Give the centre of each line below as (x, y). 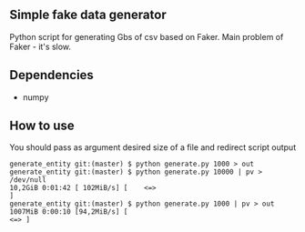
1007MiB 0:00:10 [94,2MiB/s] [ (69, 212)
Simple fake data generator (88, 15)
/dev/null (28, 180)
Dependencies (51, 75)
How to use (42, 126)
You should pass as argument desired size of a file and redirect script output (153, 147)
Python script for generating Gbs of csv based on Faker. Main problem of (147, 36)
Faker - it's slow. (40, 46)
